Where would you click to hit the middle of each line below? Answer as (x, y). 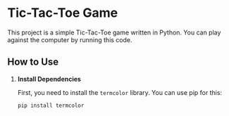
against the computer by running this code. (70, 39)
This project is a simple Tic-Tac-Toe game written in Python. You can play (114, 32)
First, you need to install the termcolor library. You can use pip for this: (120, 92)
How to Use (33, 62)
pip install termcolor (51, 105)
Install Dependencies (49, 79)
